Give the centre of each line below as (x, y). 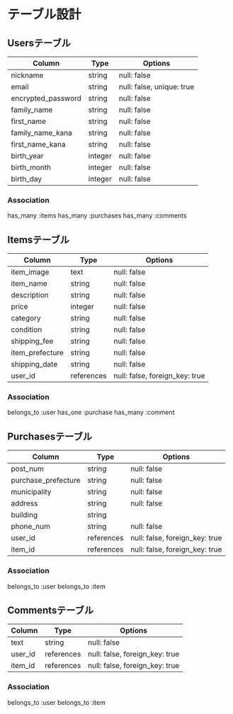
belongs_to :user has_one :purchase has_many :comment (91, 413)
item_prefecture (37, 353)
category (26, 318)
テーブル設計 (44, 15)
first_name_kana (38, 144)
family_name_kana (41, 133)
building (24, 515)
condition (27, 330)
